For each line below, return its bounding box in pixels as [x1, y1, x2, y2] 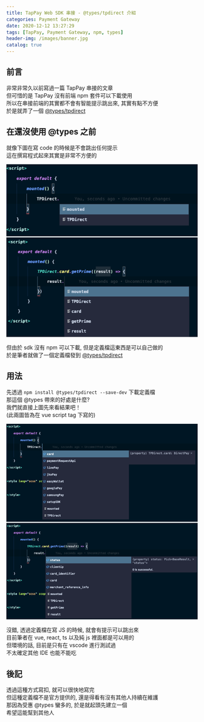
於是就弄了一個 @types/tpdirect [6, 107, 86, 114]
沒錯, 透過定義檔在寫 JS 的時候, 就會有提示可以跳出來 [6, 626, 139, 634]
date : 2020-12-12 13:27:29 [6, 23, 75, 29]
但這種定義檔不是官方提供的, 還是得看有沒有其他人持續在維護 [6, 694, 158, 701]
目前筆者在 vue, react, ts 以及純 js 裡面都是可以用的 [6, 634, 135, 642]
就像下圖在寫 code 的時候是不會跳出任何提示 [6, 144, 118, 151]
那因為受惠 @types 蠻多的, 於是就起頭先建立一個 [6, 701, 127, 709]
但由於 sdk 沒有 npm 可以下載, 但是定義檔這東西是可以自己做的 [6, 343, 163, 351]
